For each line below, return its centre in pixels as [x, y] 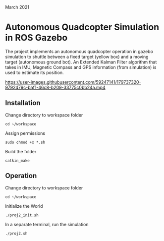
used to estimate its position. [34, 72]
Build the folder [21, 151]
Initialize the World [24, 206]
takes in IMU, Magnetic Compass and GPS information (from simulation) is [81, 67]
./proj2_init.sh [22, 215]
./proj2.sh [16, 233]
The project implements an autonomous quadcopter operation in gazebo [79, 51]
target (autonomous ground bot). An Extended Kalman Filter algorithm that [81, 62]
